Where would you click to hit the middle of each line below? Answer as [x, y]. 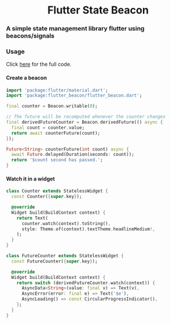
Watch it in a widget [31, 179]
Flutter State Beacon [98, 10]
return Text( [32, 218]
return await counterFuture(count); [56, 133]
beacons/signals [30, 36]
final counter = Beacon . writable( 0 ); [52, 106]
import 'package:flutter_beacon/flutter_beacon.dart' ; [74, 96]
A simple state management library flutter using [75, 29]
